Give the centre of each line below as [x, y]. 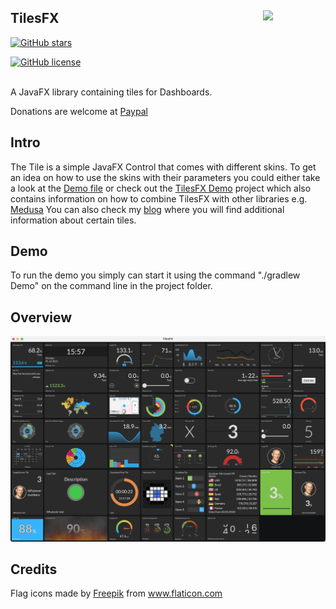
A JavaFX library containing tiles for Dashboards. [111, 92]
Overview [41, 317]
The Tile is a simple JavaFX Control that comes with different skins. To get [163, 167]
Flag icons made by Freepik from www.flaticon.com [116, 593]
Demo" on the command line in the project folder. [111, 286]
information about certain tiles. [73, 220]
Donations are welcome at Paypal [79, 111]
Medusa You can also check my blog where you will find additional [147, 209]
